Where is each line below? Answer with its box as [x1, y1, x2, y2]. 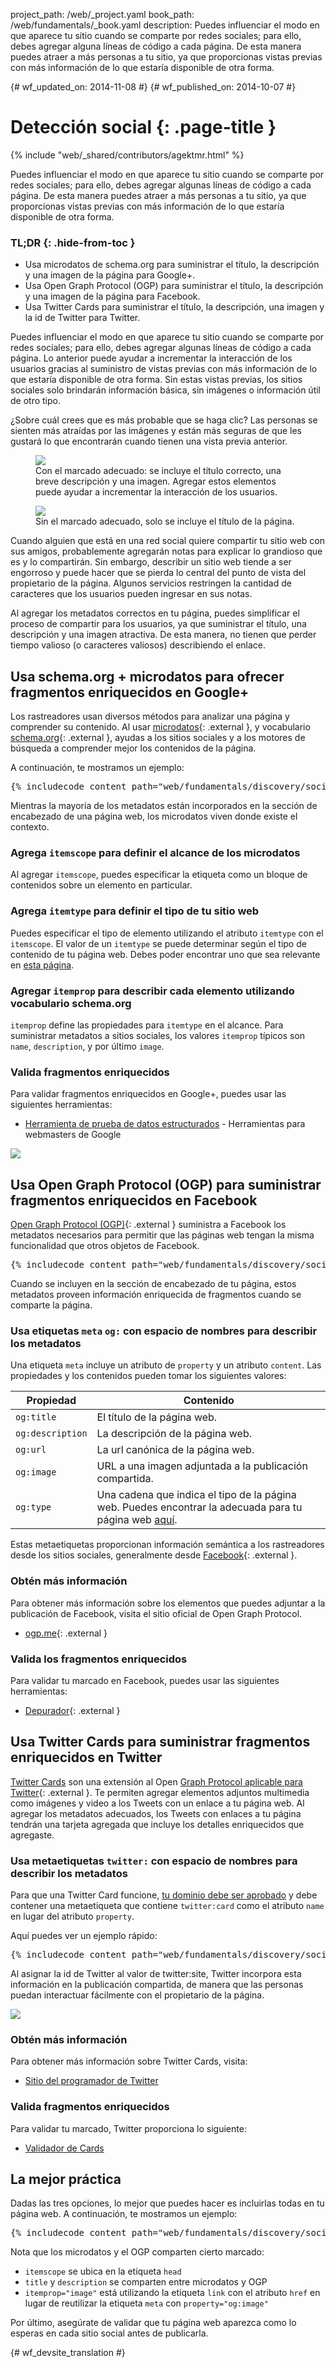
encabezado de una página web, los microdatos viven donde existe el [10, 810, 298, 823]
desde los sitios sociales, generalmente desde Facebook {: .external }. [10, 1549, 298, 1561]
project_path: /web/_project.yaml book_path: [10, 9, 195, 20]
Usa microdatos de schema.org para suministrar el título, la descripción [24, 259, 320, 271]
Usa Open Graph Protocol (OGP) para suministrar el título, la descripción [24, 280, 324, 292]
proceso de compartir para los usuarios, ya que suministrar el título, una [10, 618, 307, 630]
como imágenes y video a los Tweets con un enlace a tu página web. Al [10, 1797, 305, 1809]
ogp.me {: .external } [24, 1627, 108, 1639]
